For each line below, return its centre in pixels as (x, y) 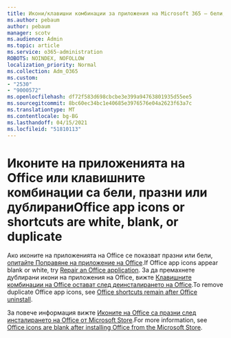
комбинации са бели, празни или (107, 192)
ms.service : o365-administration (55, 52)
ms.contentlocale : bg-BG (43, 116)
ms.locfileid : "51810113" (44, 129)
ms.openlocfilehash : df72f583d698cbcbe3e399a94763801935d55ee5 (100, 97)
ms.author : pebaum (33, 20)
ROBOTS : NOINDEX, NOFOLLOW (46, 59)
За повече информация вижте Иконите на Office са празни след (102, 313)
